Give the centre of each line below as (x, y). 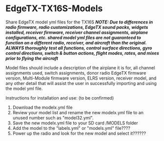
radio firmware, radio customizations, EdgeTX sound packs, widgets (77, 27)
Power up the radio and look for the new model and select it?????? (79, 133)
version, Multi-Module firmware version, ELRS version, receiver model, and (81, 78)
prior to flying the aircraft (32, 58)
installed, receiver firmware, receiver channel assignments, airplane (77, 32)
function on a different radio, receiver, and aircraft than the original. (76, 42)
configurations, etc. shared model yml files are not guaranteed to (73, 38)
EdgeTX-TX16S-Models (54, 9)
